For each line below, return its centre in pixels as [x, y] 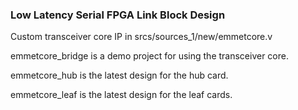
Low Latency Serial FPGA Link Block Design [118, 15]
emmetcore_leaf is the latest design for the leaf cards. [121, 95]
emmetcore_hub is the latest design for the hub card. [119, 75]
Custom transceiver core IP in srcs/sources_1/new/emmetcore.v [141, 37]
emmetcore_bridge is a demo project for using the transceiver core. [149, 56]
